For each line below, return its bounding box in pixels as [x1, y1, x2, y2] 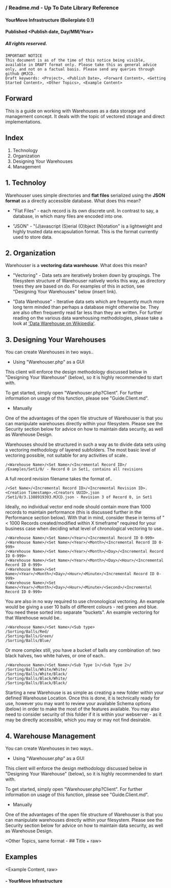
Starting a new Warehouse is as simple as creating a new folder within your [5, 690, 164, 696]
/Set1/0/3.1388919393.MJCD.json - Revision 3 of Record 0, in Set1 [5, 495, 153, 500]
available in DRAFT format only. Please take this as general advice [5, 62, 157, 68]
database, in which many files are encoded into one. [12, 213, 123, 219]
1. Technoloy [5, 179, 47, 187]
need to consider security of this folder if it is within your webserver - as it [5, 711, 162, 717]
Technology [12, 147, 38, 153]
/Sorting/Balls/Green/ [5, 634, 54, 639]
